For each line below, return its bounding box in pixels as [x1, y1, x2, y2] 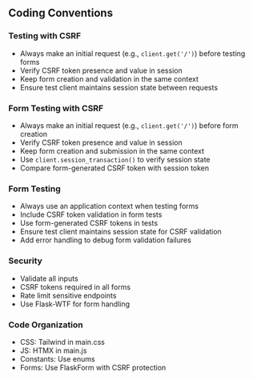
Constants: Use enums [19, 354, 95, 363]
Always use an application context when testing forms [19, 202, 199, 211]
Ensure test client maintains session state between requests [19, 82, 219, 92]
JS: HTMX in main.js [19, 346, 87, 355]
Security [8, 255, 42, 266]
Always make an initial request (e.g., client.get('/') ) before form [19, 120, 239, 130]
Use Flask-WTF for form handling [19, 299, 131, 309]
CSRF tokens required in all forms [19, 282, 131, 291]
